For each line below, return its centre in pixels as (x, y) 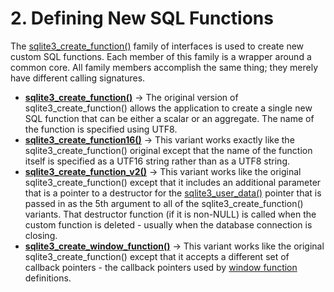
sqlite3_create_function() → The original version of (131, 97)
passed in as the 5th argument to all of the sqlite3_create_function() (164, 203)
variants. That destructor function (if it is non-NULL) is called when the (170, 214)
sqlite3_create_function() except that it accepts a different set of (157, 256)
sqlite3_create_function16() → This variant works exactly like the (159, 139)
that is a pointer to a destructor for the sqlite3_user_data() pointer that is (173, 193)
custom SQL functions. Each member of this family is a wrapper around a (161, 56)
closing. (41, 235)
